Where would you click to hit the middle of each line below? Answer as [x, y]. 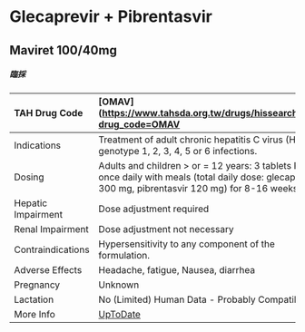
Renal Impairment [51, 229]
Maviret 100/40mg [64, 50]
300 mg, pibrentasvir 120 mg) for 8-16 [183, 188]
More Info [35, 314]
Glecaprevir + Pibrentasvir [111, 17]
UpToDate [119, 314]
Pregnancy [37, 285]
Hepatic [31, 203]
